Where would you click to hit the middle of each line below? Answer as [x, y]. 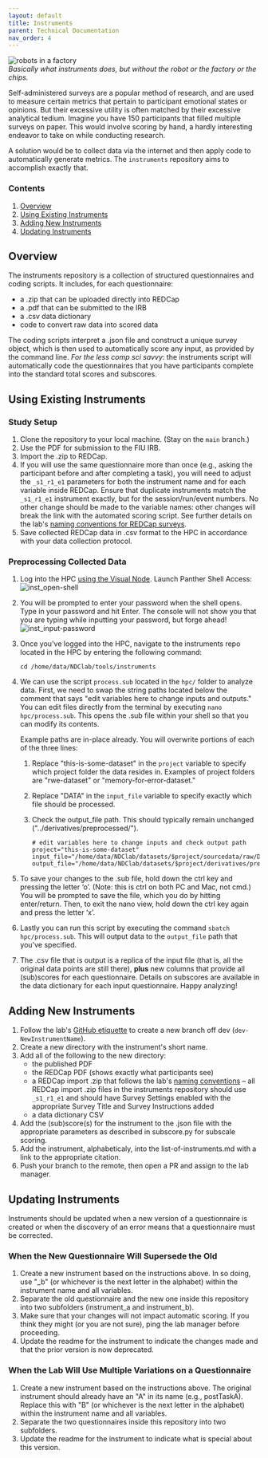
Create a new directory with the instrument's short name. [114, 1047]
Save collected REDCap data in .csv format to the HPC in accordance [133, 533]
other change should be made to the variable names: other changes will [138, 507]
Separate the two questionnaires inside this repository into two [123, 1421]
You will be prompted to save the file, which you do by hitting [120, 896]
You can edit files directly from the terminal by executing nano [121, 707]
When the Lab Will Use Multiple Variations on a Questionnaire [130, 1370]
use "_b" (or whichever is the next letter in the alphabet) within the [128, 1282]
